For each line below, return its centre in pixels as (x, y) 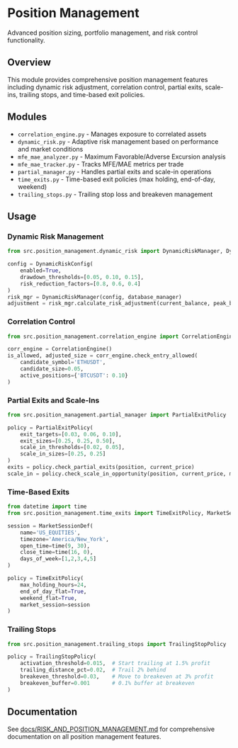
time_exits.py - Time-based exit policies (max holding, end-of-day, (117, 179)
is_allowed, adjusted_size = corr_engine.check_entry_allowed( (103, 356)
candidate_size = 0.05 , (52, 369)
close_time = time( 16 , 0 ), (57, 552)
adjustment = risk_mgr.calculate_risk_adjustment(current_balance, (109, 304)
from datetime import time (47, 507)
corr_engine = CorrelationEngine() (60, 349)
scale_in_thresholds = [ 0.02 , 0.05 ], (73, 448)
